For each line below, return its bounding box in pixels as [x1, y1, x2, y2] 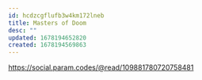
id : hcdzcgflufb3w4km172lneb [8, 11, 105, 20]
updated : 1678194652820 [8, 33, 87, 42]
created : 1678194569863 [8, 41, 87, 49]
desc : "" [8, 26, 37, 34]
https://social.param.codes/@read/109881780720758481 [8, 63, 194, 72]
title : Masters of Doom [8, 19, 87, 27]
